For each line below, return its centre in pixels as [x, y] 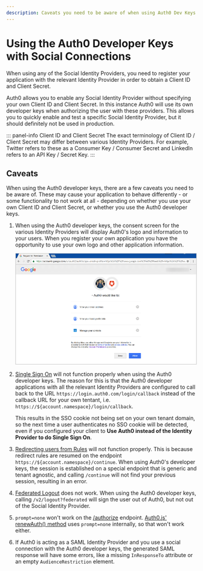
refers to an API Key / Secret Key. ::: [51, 154]
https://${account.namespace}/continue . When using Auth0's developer [105, 462]
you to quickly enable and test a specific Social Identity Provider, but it [94, 117]
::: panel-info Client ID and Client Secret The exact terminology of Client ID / [101, 135]
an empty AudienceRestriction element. [65, 561]
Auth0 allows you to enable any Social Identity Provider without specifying [99, 97]
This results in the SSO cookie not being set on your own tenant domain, [105, 418]
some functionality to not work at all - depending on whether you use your [99, 201]
